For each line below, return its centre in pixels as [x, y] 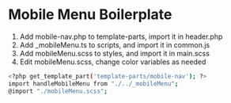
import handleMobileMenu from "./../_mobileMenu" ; [93, 84]
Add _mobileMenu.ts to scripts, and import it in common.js [115, 44]
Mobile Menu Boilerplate [90, 15]
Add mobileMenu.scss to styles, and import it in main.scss [114, 53]
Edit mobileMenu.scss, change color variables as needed [113, 62]
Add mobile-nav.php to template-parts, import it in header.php [121, 36]
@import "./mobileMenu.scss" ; [58, 91]
